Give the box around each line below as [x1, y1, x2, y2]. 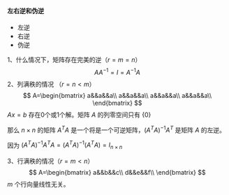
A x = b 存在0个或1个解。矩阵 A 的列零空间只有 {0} [7, 110, 152, 119]
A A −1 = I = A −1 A [94, 67, 141, 76]
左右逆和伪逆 [7, 6, 44, 15]
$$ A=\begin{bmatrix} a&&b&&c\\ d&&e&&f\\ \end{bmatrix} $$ [29, 168, 206, 176]
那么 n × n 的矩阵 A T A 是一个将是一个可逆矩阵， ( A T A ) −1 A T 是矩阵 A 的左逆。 [7, 124, 226, 134]
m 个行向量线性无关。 [7, 180, 70, 188]
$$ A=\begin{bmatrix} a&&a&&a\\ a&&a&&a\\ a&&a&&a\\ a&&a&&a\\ [23, 91, 212, 99]
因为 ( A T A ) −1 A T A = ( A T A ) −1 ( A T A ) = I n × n [7, 140, 123, 150]
